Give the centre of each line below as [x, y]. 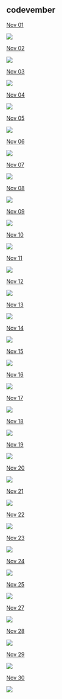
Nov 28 [15, 631]
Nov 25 [15, 584]
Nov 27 [15, 607]
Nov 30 [15, 678]
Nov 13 [15, 305]
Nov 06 [15, 141]
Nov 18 [15, 421]
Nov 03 [15, 71]
